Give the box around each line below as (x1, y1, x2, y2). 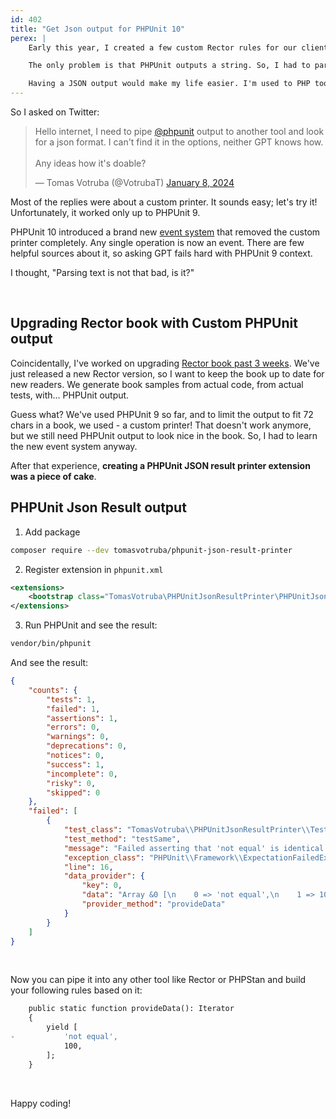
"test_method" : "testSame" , (63, 834, 182, 844)
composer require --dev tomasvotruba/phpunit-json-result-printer (10, 545, 293, 555)
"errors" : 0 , (46, 722, 101, 733)
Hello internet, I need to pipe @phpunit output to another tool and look (34, 126, 325, 137)
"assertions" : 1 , (46, 713, 118, 723)
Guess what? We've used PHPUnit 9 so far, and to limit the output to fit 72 (10, 408, 314, 420)
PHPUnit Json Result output (10, 499, 187, 516)
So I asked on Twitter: (10, 106, 100, 118)
